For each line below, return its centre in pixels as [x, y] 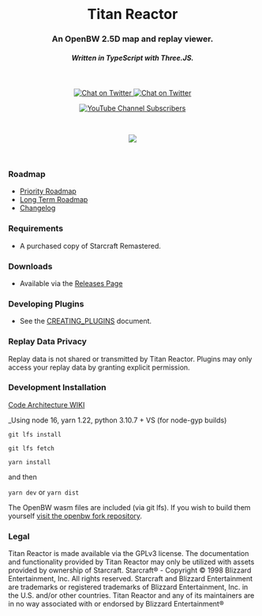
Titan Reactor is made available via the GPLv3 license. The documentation [129, 554]
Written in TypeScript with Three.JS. [133, 58]
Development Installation [57, 388]
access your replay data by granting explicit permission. [99, 367]
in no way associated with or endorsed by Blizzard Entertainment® [116, 604]
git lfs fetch [32, 448]
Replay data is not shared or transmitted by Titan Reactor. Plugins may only [130, 359]
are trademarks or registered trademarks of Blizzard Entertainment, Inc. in [128, 587]
